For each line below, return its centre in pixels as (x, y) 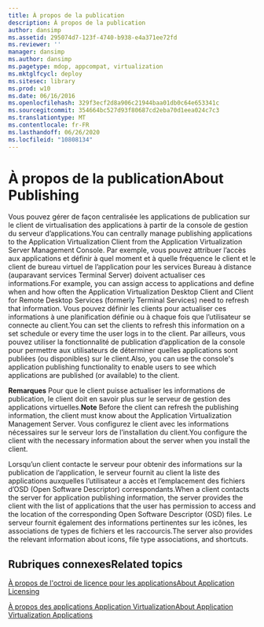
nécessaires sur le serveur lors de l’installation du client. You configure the (128, 432)
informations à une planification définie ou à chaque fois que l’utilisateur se (130, 317)
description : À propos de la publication (77, 23)
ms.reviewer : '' (35, 45)
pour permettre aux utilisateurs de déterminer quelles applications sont (123, 350)
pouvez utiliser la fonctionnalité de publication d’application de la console (127, 342)
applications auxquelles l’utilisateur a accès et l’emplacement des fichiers (127, 481)
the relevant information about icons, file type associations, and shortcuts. (128, 540)
